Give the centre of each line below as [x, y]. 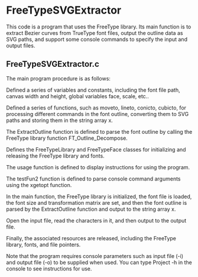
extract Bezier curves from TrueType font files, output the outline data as [95, 33]
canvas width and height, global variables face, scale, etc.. [77, 96]
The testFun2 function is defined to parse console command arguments [93, 179]
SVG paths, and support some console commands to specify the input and [97, 39]
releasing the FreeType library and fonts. [55, 156]
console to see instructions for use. [49, 268]
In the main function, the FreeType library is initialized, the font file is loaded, [99, 197]
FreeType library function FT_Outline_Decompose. [67, 138]
